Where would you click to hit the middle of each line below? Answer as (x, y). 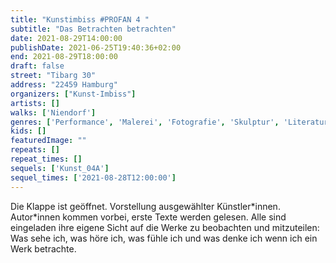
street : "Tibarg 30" (53, 76)
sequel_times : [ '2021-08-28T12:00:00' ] (93, 177)
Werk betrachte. (43, 248)
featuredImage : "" (48, 141)
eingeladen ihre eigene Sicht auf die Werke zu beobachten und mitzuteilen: (165, 227)
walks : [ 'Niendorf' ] (53, 112)
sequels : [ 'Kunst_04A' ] (60, 168)
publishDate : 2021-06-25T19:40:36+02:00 (96, 47)
